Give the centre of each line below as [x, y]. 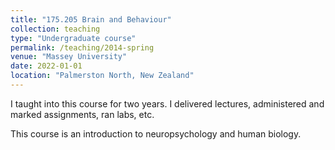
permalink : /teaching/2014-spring [82, 47]
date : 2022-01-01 [46, 66]
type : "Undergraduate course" [73, 38]
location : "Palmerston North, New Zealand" [102, 76]
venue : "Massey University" [69, 57]
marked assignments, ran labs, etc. [82, 114]
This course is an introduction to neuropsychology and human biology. [156, 133]
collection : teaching [55, 29]
